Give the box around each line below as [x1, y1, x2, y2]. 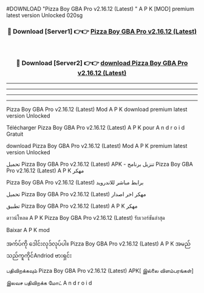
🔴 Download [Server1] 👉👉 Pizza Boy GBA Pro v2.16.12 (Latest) [7, 27, 197, 35]
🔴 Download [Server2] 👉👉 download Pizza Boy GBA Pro [16, 59, 188, 68]
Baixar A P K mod [6, 226, 50, 233]
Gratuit [6, 130, 24, 138]
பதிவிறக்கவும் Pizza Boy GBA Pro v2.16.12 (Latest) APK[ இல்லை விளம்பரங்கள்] [6, 267, 194, 274]
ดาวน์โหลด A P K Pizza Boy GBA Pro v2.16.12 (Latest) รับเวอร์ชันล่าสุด [6, 214, 165, 221]
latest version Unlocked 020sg [6, 12, 83, 19]
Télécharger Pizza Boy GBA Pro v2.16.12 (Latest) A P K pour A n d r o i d [6, 124, 185, 131]
